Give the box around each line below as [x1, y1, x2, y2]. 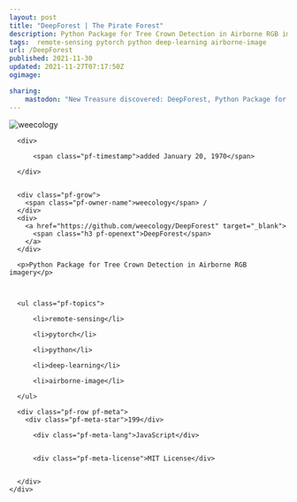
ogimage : [9, 71, 42, 80]
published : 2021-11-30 [9, 54, 93, 63]
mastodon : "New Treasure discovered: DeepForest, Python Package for [25, 95, 287, 104]
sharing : [9, 86, 42, 96]
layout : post [9, 12, 57, 22]
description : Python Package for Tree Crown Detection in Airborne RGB [9, 29, 278, 38]
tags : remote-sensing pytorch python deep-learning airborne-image [9, 37, 267, 47]
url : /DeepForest [9, 46, 73, 55]
